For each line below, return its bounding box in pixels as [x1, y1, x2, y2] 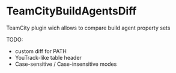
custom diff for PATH [14, 47, 67, 55]
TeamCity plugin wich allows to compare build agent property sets [6, 24, 171, 31]
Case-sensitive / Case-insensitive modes [14, 60, 117, 68]
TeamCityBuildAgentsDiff [6, 4, 137, 18]
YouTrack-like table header [14, 54, 82, 61]
